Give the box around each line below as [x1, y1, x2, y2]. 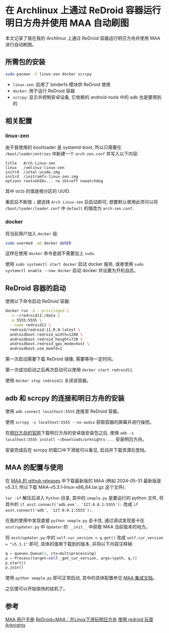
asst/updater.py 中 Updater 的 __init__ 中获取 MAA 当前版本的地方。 [5, 523, 151, 529]
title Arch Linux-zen [5, 161, 56, 166]
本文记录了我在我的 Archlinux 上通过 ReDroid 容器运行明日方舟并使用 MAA [5, 35, 161, 41]
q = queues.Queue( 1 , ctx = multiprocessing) [5, 551, 96, 556]
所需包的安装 [5, 58, 46, 66]
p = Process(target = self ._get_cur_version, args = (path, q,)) [5, 555, 138, 561]
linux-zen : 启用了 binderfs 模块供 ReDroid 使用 [12, 81, 111, 87]
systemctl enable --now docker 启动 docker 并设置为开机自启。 [5, 268, 139, 274]
